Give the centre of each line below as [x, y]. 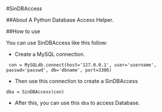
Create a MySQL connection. [50, 54]
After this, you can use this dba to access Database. [77, 103]
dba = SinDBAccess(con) [35, 92]
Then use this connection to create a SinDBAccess [76, 81]
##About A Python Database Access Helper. [60, 20]
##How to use [23, 31]
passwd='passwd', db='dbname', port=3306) [59, 70]
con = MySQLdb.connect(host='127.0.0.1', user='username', [83, 65]
